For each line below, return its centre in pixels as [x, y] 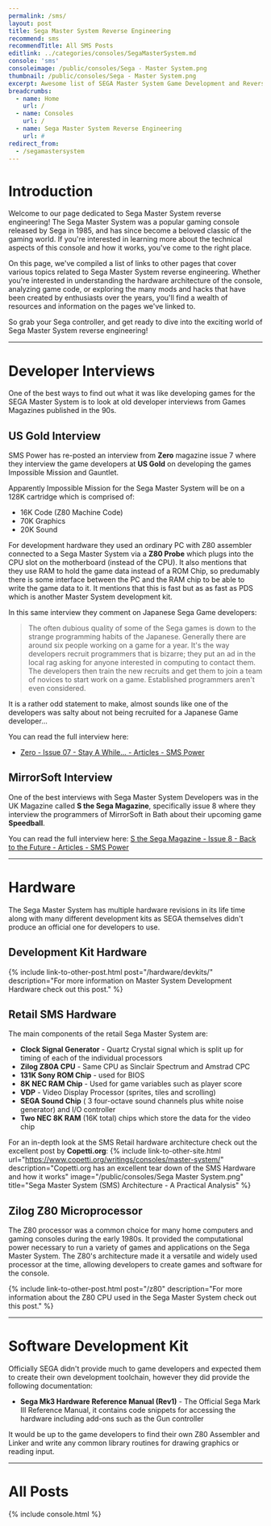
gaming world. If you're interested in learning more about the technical [125, 239]
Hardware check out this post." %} [66, 989]
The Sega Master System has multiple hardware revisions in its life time [127, 909]
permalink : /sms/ [38, 16]
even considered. [57, 689]
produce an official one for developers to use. [84, 927]
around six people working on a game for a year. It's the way [129, 645]
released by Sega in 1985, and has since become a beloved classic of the [130, 230]
